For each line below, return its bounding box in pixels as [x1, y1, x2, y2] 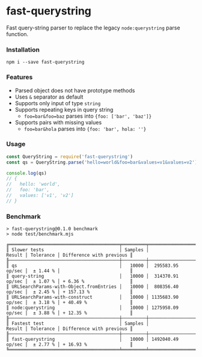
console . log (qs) [6, 170, 47, 176]
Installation [6, 45, 40, 53]
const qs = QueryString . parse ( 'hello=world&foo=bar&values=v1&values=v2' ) [6, 159, 198, 165]
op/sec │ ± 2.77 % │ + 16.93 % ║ [6, 341, 133, 348]
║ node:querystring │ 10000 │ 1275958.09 [6, 305, 179, 311]
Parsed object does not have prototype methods [14, 87, 135, 94]
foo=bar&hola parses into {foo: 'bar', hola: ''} [23, 125, 147, 132]
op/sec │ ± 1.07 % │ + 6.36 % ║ [6, 278, 133, 285]
